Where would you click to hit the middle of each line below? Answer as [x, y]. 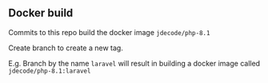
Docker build [41, 13]
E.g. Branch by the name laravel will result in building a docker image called [134, 63]
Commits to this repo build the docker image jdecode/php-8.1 [109, 32]
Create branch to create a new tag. [66, 48]
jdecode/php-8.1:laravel [50, 71]
